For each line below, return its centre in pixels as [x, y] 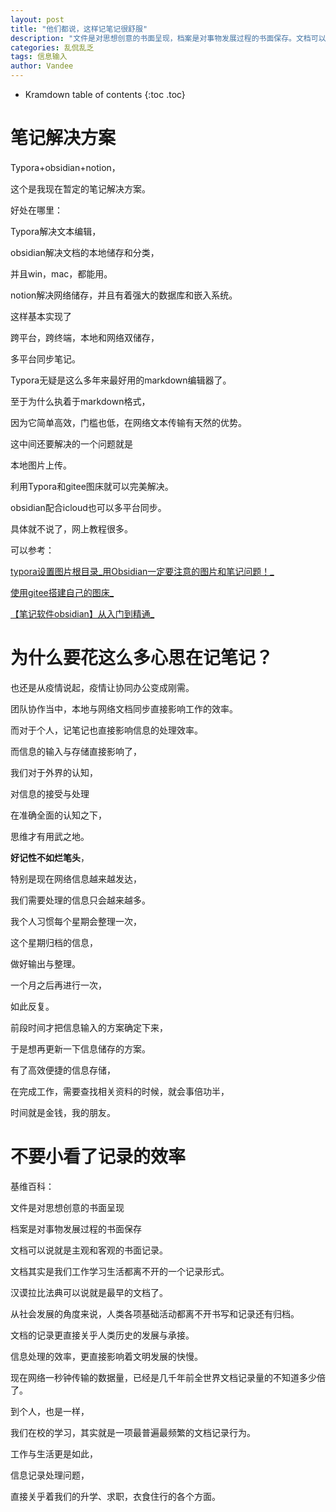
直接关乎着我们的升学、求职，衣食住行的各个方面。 [115, 1496]
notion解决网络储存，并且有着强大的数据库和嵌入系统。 [124, 295]
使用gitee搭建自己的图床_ [62, 592]
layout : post [37, 19]
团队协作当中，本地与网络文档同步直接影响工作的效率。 [124, 708]
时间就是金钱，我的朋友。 [63, 1112]
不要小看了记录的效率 [98, 1157]
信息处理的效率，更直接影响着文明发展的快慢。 [106, 1356]
